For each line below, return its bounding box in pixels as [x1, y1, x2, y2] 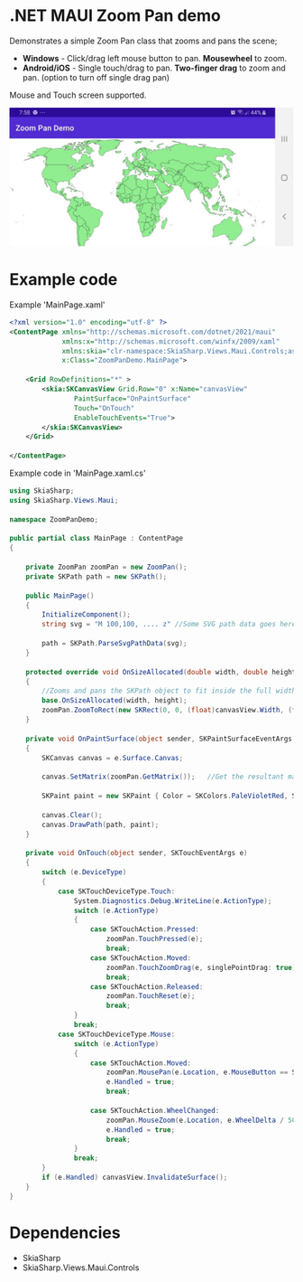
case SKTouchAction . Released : [89, 982, 204, 991]
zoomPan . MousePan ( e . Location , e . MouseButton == [106, 1068, 289, 1077]
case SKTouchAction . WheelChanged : [89, 1106, 220, 1115]
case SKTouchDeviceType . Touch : [57, 887, 176, 896]
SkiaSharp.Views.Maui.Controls [22, 1262, 140, 1273]
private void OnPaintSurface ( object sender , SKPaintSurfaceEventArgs [25, 734, 293, 743]
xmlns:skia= [61, 346, 106, 355]
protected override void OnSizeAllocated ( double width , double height [25, 667, 297, 676]
